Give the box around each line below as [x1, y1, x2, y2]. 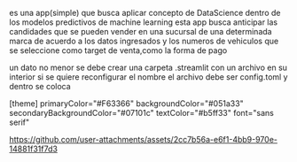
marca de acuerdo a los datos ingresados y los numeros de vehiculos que [9, 35, 279, 46]
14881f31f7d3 [9, 143, 58, 154]
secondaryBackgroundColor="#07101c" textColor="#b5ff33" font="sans [9, 108, 275, 118]
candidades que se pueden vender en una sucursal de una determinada [9, 27, 272, 36]
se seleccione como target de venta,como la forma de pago [9, 45, 228, 56]
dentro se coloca [9, 81, 71, 91]
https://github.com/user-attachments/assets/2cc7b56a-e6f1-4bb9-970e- [9, 135, 277, 144]
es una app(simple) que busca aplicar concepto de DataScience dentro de [9, 8, 281, 18]
